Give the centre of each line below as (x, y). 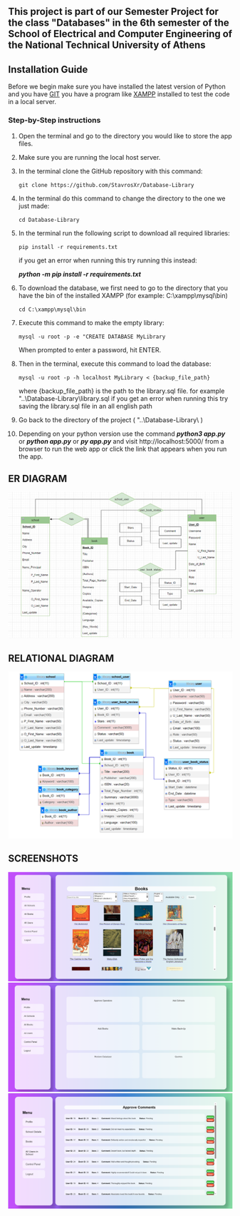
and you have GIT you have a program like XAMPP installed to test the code (119, 94)
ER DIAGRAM (38, 478)
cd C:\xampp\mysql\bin (52, 310)
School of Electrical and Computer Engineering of (120, 34)
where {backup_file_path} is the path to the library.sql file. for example (121, 391)
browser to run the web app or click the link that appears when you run (122, 449)
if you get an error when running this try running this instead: (108, 260)
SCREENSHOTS (43, 859)
